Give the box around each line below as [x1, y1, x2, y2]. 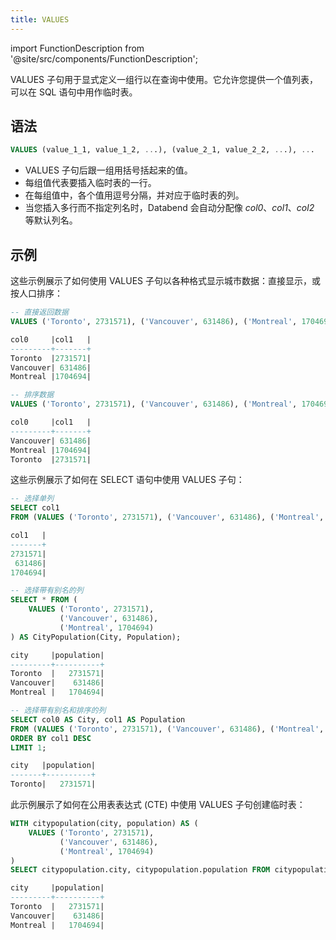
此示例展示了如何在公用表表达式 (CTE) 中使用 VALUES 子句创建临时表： [10, 799, 306, 810]
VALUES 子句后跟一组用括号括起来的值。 [24, 164, 193, 176]
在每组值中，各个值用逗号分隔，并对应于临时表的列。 [24, 189, 245, 201]
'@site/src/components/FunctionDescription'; [10, 52, 198, 65]
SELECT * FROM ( [10, 595, 78, 605]
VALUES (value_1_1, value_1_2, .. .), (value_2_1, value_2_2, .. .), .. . [10, 145, 315, 155]
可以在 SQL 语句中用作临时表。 [10, 86, 138, 98]
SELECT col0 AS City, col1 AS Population [10, 714, 186, 725]
